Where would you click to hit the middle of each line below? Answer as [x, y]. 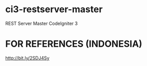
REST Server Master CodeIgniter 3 [42, 23]
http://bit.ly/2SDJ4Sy [27, 58]
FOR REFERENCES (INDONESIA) [74, 44]
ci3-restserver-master [54, 9]
